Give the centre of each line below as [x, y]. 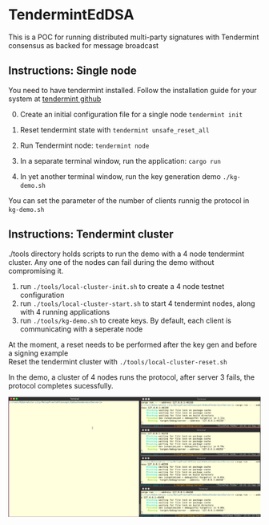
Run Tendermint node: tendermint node [84, 145]
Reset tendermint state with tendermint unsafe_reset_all [114, 129]
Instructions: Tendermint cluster [91, 234]
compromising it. [36, 271]
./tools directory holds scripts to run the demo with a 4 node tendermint [126, 254]
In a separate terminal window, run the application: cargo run [120, 161]
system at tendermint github [55, 99]
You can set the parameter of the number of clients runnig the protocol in [129, 200]
